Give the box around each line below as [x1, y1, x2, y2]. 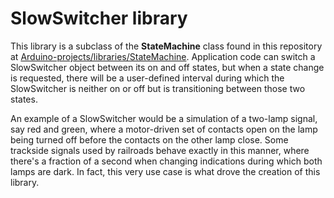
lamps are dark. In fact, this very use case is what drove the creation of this [10, 165, 321, 177]
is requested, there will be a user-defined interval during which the [10, 72, 285, 84]
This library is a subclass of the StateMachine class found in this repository [10, 40, 323, 52]
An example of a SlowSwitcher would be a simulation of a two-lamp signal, [10, 112, 318, 124]
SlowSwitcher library [10, 7, 188, 30]
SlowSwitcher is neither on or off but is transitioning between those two [10, 82, 306, 94]
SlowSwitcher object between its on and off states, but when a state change [10, 61, 325, 73]
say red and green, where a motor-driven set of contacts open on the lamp [10, 123, 318, 135]
